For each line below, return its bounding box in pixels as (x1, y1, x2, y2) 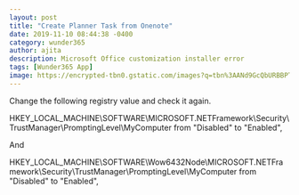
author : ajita (9, 46, 62, 55)
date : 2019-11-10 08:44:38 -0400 (9, 29, 133, 38)
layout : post (9, 12, 58, 22)
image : (9, 71, 34, 80)
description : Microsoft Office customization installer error (9, 54, 245, 63)
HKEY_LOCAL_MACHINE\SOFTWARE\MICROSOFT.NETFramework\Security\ (9, 112, 290, 123)
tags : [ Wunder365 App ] (9, 63, 93, 72)
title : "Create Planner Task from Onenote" (9, 21, 174, 30)
